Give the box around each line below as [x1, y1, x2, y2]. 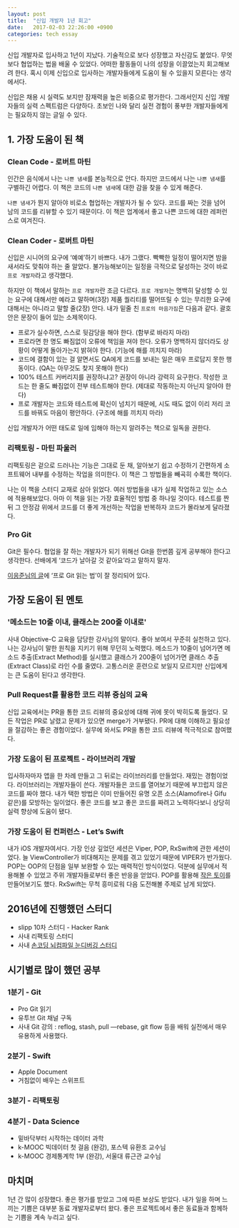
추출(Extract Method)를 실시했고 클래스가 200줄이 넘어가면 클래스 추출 [20, 652, 220, 661]
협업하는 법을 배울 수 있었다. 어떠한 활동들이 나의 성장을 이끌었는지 [20, 60, 205, 68]
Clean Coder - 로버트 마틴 [7, 235, 94, 245]
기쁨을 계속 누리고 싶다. [14, 1213, 80, 1222]
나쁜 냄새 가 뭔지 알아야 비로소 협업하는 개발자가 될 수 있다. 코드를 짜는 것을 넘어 [7, 198, 226, 207]
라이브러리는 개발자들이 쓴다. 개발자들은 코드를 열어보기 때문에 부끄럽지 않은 [16, 781, 228, 789]
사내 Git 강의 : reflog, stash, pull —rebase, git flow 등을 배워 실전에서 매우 [17, 1022, 227, 1031]
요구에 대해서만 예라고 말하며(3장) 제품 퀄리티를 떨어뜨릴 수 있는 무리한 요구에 [14, 295, 231, 304]
